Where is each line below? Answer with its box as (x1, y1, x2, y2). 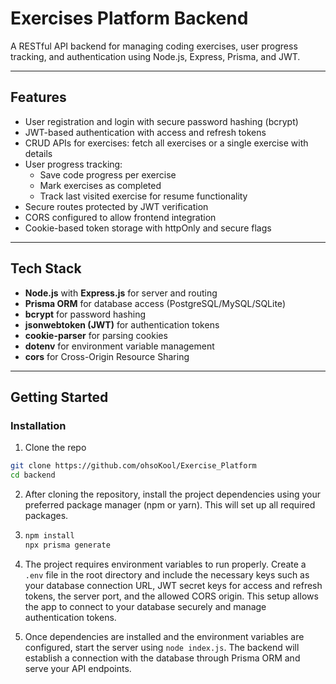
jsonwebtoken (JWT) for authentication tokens (24, 318, 220, 331)
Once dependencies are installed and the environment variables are (24, 630, 305, 642)
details (24, 147, 53, 159)
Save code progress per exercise (39, 168, 177, 181)
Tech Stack (10, 260, 82, 277)
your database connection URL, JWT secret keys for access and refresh (24, 579, 323, 591)
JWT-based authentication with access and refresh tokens (24, 126, 267, 138)
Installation (10, 418, 67, 432)
